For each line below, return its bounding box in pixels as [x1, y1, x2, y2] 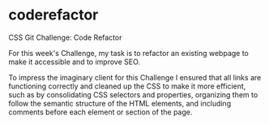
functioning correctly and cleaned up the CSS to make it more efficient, [8, 81, 246, 91]
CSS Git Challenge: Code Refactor [8, 32, 122, 42]
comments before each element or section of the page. [8, 107, 193, 117]
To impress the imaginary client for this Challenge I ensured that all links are [8, 72, 262, 82]
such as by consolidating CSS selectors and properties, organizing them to [8, 89, 258, 99]
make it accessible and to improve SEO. [8, 57, 140, 67]
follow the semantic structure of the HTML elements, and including [8, 98, 232, 108]
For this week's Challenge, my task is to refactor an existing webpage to [8, 48, 250, 58]
